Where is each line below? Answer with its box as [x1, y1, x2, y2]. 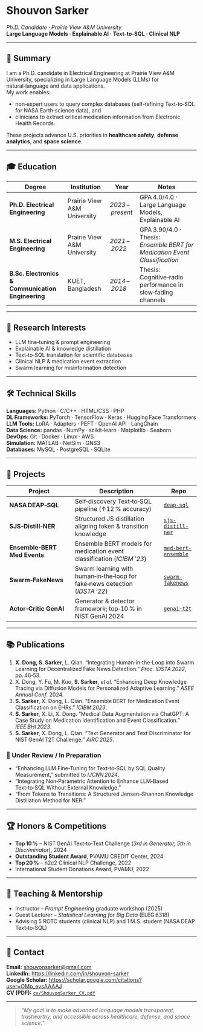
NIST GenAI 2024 [74, 612, 124, 620]
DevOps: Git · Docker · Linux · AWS [6, 433, 94, 440]
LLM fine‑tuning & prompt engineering [14, 339, 111, 346]
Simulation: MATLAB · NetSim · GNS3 [6, 440, 101, 447]
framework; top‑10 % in [74, 605, 142, 612]
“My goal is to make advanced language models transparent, [21, 1006, 175, 1013]
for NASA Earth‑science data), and [14, 106, 101, 114]
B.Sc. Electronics [9, 269, 59, 277]
